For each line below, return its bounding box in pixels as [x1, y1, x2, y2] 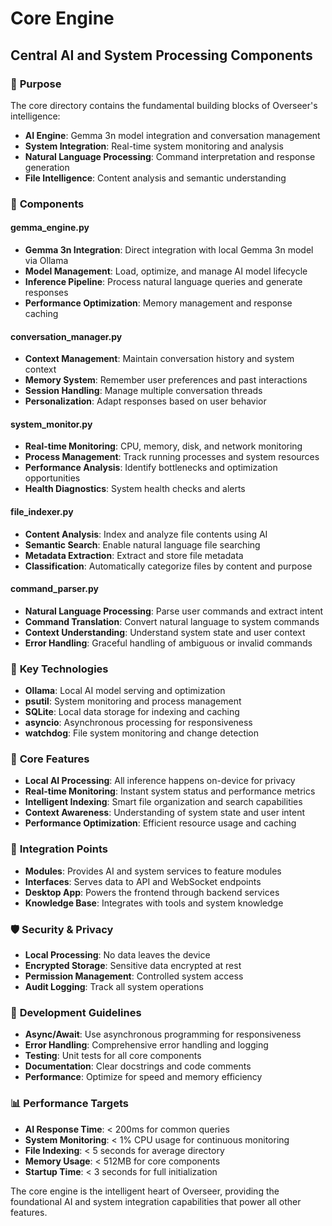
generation [24, 161, 70, 173]
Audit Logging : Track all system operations [24, 981, 204, 992]
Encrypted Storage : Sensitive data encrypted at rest [24, 960, 242, 971]
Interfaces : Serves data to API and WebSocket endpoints [24, 875, 262, 887]
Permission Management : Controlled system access [24, 970, 244, 982]
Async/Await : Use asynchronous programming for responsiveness [24, 1028, 302, 1041]
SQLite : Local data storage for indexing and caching [24, 706, 240, 718]
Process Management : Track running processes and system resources [24, 451, 320, 463]
